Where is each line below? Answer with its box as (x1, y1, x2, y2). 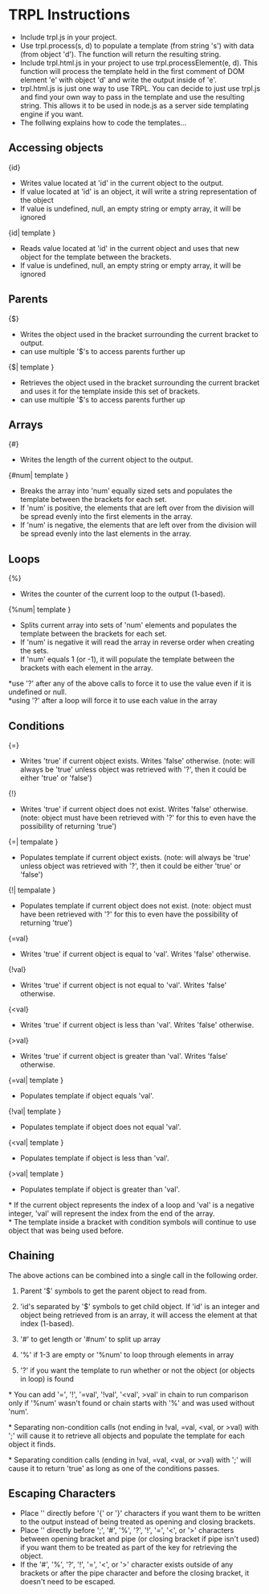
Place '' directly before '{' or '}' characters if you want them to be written (19, 1508, 261, 1518)
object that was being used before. (8, 1225, 124, 1235)
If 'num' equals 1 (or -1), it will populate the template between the (19, 654, 235, 665)
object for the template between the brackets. (19, 252, 172, 262)
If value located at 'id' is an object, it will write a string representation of (19, 187, 257, 196)
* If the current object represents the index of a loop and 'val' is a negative (8, 1201, 255, 1209)
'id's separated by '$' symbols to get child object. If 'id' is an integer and (19, 1301, 260, 1311)
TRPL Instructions (8, 6, 131, 24)
